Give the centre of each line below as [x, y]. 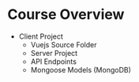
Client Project [41, 36]
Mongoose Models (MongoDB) [81, 69]
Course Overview [66, 15]
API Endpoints [53, 61]
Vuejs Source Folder [64, 44]
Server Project [54, 53]
